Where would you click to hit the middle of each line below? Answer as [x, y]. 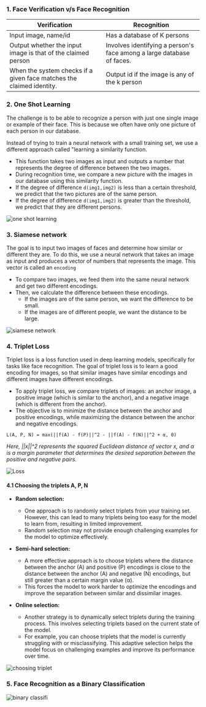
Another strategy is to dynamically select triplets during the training [109, 617]
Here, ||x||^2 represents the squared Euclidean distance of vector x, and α [100, 446]
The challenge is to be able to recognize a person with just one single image [102, 118]
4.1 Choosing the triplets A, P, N [47, 485]
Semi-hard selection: [43, 549]
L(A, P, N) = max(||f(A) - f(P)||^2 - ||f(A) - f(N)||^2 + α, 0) [91, 435]
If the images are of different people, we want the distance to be [105, 312]
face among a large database [148, 53]
